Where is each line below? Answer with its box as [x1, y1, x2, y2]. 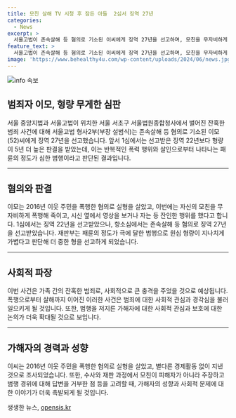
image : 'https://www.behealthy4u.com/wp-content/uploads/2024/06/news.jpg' [7, 56, 234, 63]
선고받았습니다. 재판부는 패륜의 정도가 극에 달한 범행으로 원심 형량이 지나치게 [14, 229, 225, 237]
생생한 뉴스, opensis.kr [7, 403, 72, 411]
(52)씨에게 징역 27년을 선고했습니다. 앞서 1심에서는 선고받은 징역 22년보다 [7, 136, 211, 144]
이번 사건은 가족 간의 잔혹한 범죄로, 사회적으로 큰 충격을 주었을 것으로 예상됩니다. [7, 287, 228, 295]
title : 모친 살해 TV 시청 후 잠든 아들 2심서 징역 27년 [7, 10, 154, 18]
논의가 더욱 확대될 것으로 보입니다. [7, 313, 101, 321]
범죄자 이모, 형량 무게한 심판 [7, 99, 122, 111]
